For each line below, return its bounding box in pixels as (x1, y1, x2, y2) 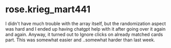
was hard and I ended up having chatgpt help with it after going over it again (5, 26, 166, 32)
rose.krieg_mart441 (5, 4, 91, 15)
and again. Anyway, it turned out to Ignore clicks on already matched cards (5, 31, 163, 37)
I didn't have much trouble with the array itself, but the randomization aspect (5, 20, 166, 27)
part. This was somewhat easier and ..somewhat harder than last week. (5, 37, 155, 43)
